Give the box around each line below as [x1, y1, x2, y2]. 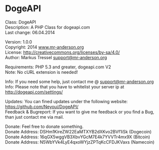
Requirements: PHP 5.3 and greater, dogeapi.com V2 [5, 64, 111, 70]
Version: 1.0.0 [5, 39, 33, 44]
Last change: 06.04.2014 [5, 29, 55, 35]
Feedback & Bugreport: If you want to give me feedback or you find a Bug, [5, 108, 155, 115]
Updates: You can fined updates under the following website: [5, 98, 128, 104]
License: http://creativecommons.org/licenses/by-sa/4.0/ [5, 49, 120, 55]
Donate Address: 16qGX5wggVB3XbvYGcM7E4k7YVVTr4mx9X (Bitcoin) [5, 134, 150, 140]
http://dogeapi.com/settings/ [5, 89, 63, 95]
